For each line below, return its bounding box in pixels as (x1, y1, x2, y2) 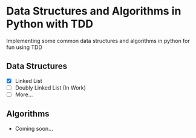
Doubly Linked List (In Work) (15, 84, 87, 91)
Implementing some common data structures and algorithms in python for (6, 37, 191, 44)
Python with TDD (6, 17, 94, 31)
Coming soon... (15, 125, 53, 132)
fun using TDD (6, 44, 42, 51)
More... (15, 91, 33, 98)
